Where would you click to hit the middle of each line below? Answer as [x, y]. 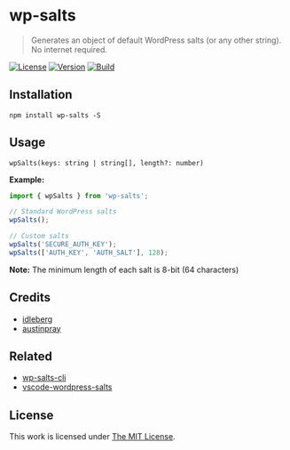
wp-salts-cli [44, 378]
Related [31, 357]
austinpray [41, 328]
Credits [30, 297]
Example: [27, 180]
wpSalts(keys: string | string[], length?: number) [106, 163]
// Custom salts [39, 237]
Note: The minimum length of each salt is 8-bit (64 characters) [124, 269]
